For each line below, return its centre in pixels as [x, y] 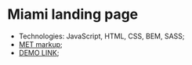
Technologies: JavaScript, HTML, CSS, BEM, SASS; [101, 36]
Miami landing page [73, 14]
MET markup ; [41, 44]
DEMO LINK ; [39, 52]
